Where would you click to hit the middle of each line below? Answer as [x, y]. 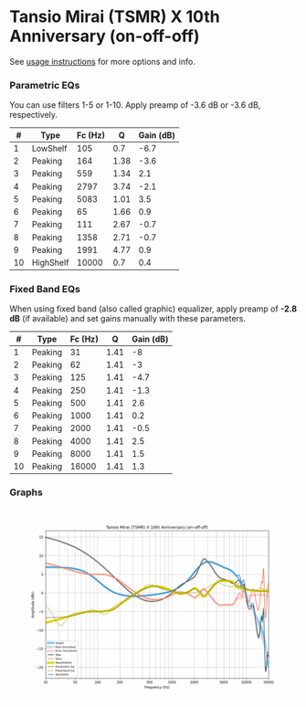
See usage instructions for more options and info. [103, 61]
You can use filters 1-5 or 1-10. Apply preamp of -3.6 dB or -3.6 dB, [135, 105]
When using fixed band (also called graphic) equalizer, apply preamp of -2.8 [153, 309]
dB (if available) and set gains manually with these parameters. [128, 319]
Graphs [26, 492]
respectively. [33, 115]
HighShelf [50, 263]
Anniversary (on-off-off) [105, 36]
